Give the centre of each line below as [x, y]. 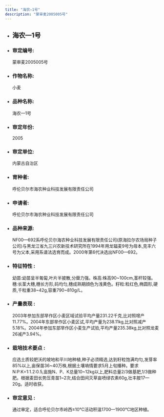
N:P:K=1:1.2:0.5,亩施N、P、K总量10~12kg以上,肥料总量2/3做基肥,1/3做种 [84, 372]
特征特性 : [24, 266]
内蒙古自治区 [25, 163]
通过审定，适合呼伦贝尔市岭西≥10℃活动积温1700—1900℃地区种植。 [82, 410]
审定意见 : [24, 398]
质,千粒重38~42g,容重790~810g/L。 [49, 290]
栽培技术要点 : [29, 348]
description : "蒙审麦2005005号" [37, 14]
